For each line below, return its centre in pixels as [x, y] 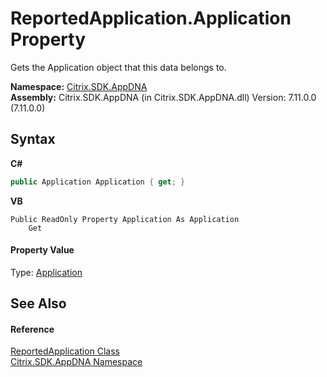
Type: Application [46, 272]
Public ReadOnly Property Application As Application [125, 219]
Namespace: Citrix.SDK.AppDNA [79, 86]
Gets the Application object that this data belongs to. [118, 67]
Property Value [42, 250]
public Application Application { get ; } [98, 182]
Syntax [33, 139]
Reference [32, 329]
